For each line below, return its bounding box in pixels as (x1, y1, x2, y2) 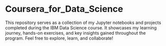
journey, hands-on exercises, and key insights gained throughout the (5, 30, 146, 36)
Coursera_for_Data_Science (5, 3, 123, 15)
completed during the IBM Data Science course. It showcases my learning (5, 24, 157, 30)
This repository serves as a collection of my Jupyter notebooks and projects (5, 20, 162, 25)
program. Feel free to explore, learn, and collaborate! (5, 35, 113, 41)
